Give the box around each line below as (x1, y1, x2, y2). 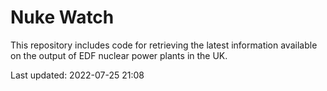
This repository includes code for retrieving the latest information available (10, 39, 318, 51)
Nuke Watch (10, 6, 115, 29)
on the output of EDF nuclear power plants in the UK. (10, 49, 228, 61)
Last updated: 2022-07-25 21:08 (10, 69, 145, 81)
